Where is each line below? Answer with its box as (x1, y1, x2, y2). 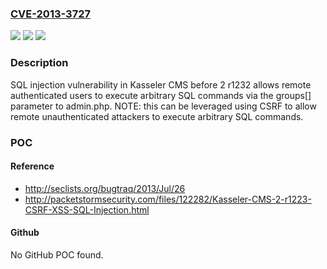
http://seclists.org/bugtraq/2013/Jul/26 (24, 182, 186, 194)
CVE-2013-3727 (10, 7, 91, 21)
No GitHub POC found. (10, 248, 104, 261)
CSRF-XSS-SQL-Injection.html (24, 203, 150, 216)
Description (10, 56, 69, 70)
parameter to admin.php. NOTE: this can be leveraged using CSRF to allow (10, 100, 317, 112)
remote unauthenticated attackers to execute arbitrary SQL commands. (10, 110, 304, 122)
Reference (10, 160, 55, 172)
